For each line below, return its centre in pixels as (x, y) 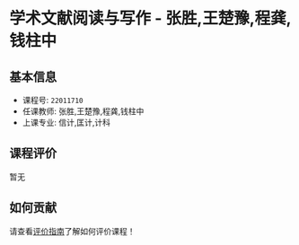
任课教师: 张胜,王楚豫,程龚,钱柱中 (83, 111)
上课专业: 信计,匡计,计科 (66, 122)
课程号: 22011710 (53, 100)
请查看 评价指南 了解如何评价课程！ (72, 231)
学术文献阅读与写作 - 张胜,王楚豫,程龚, (150, 18)
